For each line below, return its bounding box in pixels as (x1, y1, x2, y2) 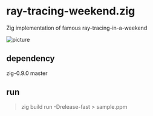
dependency (6, 53, 56, 64)
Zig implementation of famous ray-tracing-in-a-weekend (6, 24, 148, 31)
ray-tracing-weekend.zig (6, 4, 135, 18)
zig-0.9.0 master (6, 69, 48, 77)
